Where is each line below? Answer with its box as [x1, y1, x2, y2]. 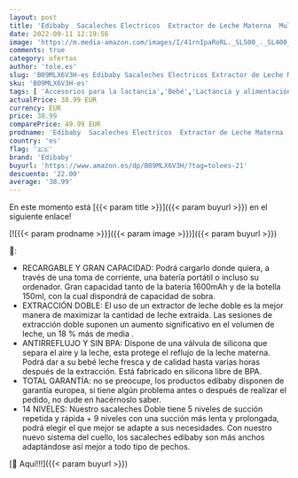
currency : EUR [9, 104, 62, 112]
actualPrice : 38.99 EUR [9, 95, 98, 104]
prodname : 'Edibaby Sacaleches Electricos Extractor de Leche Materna [9, 128, 284, 137]
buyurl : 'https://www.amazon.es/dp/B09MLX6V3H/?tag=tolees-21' [9, 161, 248, 170]
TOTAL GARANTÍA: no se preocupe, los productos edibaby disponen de [21, 375, 285, 386]
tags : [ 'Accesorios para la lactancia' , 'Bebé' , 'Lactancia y [9, 87, 240, 96]
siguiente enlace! [9, 212, 72, 222]
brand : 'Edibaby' [9, 152, 74, 162]
